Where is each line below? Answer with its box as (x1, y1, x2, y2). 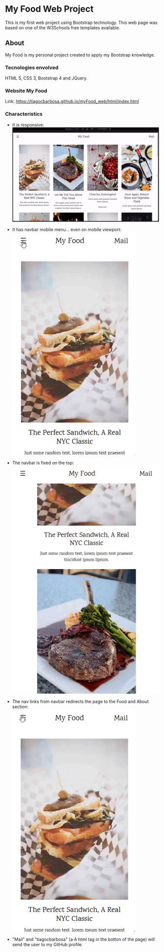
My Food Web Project (5, 3, 94, 15)
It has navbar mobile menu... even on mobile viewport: (12, 226, 122, 233)
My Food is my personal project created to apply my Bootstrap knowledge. (5, 52, 155, 58)
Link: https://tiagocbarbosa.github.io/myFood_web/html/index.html (5, 99, 139, 105)
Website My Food (5, 87, 47, 94)
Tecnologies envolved (5, 64, 59, 71)
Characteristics (5, 111, 43, 118)
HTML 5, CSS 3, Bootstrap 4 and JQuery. (5, 75, 88, 81)
